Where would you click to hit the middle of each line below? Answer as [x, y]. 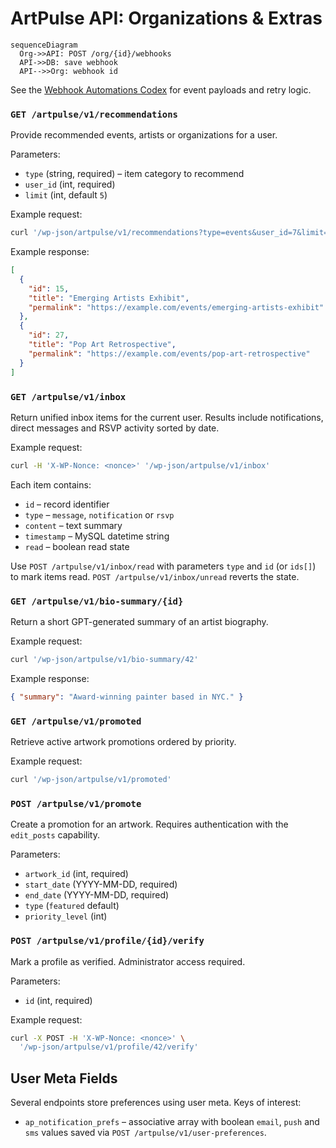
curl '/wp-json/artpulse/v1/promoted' [91, 780]
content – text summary [73, 525]
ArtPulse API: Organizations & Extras [166, 18]
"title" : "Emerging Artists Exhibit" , [109, 298]
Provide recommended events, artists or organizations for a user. [144, 135]
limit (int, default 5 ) [66, 195]
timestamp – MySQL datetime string [97, 536]
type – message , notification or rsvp [99, 514]
